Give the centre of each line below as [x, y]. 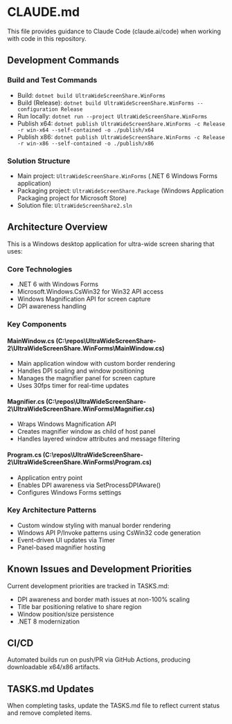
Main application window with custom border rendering [96, 364]
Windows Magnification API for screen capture [84, 299]
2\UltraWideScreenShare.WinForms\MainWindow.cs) [86, 348]
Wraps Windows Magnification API [66, 424]
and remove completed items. [50, 713]
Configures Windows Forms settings [69, 492]
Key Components [37, 324]
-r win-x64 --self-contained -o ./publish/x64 [86, 130]
